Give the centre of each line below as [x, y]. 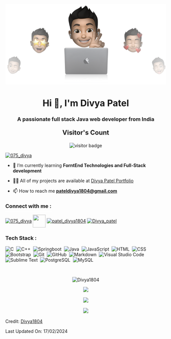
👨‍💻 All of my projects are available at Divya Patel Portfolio [73, 181]
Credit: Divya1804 [24, 321]
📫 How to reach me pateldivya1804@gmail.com [65, 191]
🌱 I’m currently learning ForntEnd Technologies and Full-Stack [79, 166]
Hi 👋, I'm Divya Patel [86, 103]
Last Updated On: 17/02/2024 [36, 331]
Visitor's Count [86, 133]
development [27, 171]
